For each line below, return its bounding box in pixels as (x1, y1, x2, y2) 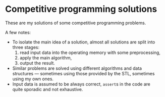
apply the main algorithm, (19, 54, 72, 60)
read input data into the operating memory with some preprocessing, (19, 49, 161, 55)
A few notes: (5, 29, 31, 35)
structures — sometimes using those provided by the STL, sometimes (12, 70, 155, 76)
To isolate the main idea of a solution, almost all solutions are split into (12, 39, 155, 45)
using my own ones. (12, 76, 54, 82)
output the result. (19, 60, 55, 66)
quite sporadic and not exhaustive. (12, 86, 83, 92)
